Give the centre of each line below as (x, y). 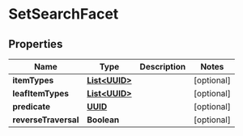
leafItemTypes (40, 93)
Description (163, 67)
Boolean (103, 120)
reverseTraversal (46, 120)
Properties (36, 44)
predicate (32, 106)
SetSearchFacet (64, 14)
